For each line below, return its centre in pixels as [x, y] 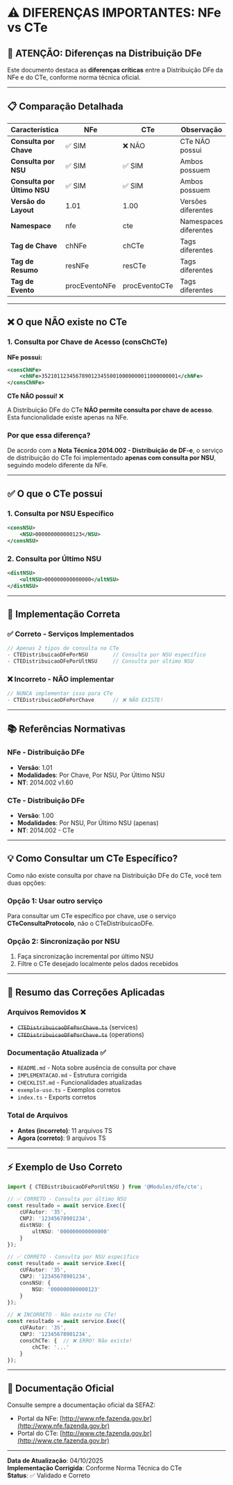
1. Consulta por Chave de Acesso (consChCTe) [87, 342]
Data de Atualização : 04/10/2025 [55, 1461]
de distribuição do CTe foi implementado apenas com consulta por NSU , [112, 458]
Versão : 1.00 [35, 816]
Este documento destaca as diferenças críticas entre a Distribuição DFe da [115, 70]
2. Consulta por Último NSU [54, 559]
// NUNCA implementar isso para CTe [60, 693]
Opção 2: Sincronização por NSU [63, 942]
